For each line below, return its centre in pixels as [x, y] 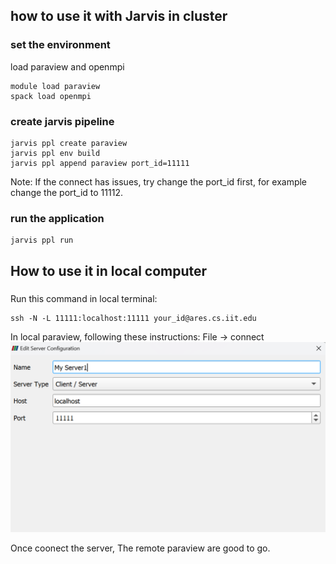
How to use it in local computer [109, 270]
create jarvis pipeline [62, 121]
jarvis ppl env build [55, 153]
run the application [57, 218]
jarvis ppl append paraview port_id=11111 [100, 163]
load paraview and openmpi [67, 66]
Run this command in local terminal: [84, 298]
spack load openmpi [51, 96]
